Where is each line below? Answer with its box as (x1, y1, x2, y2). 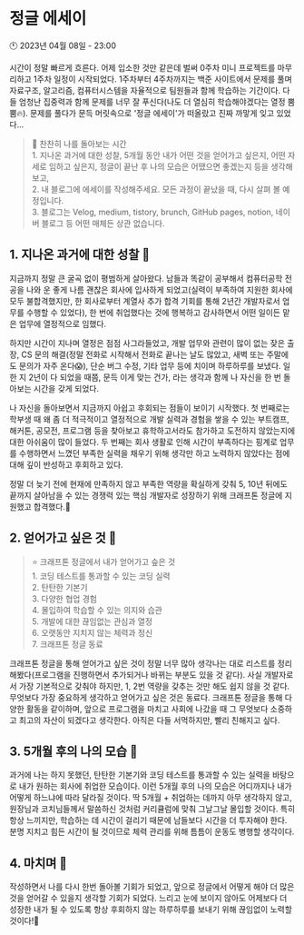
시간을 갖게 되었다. (33, 383, 100, 393)
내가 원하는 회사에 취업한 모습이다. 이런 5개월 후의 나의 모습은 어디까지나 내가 (18, 781, 292, 791)
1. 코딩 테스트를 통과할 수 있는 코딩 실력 (31, 570, 171, 582)
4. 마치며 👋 (9, 855, 68, 870)
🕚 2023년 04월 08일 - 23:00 (9, 40, 116, 51)
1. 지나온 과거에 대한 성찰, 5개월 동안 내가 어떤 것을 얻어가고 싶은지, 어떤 (31, 149, 286, 160)
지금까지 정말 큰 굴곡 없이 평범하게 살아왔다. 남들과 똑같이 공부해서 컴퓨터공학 (9, 273, 283, 283)
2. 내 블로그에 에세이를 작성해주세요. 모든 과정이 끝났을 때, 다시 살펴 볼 (31, 184, 281, 194)
